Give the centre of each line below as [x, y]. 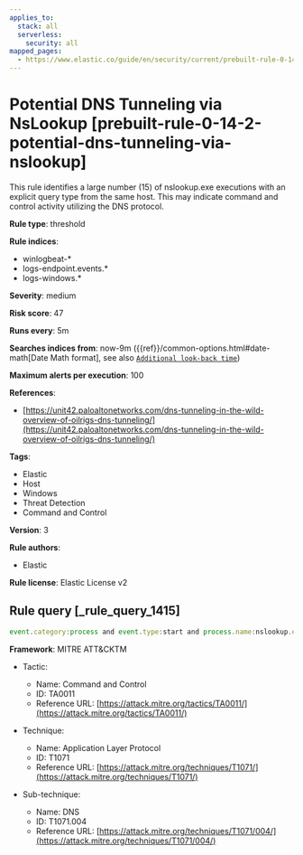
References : [32, 392]
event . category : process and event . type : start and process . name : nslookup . [151, 632]
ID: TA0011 [55, 693]
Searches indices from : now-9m [70, 348]
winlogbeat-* [47, 258]
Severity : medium [43, 296]
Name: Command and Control [91, 684]
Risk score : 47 [37, 313]
